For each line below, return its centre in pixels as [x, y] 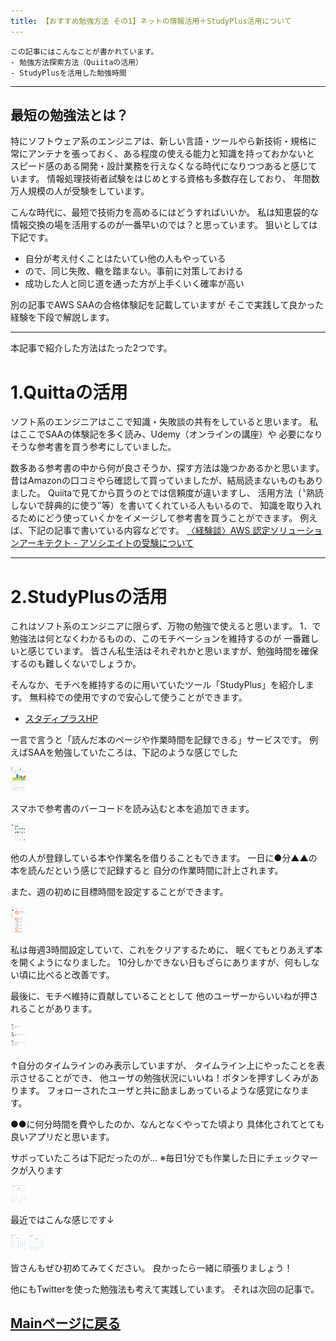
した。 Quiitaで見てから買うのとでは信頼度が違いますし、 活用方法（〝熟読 [171, 493]
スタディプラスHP [61, 719]
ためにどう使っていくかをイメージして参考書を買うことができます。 [158, 518]
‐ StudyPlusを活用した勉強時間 [68, 73]
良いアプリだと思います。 [62, 1136]
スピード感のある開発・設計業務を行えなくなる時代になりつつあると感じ [159, 166]
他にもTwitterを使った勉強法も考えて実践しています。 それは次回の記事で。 [165, 1289]
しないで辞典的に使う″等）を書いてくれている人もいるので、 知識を [148, 506]
